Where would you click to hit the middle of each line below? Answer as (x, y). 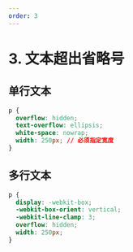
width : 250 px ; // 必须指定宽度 (65, 141)
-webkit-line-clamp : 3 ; (56, 217)
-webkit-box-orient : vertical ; (69, 210)
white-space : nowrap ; (52, 133)
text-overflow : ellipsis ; (60, 126)
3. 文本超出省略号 (66, 59)
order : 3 (23, 16)
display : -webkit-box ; (54, 202)
